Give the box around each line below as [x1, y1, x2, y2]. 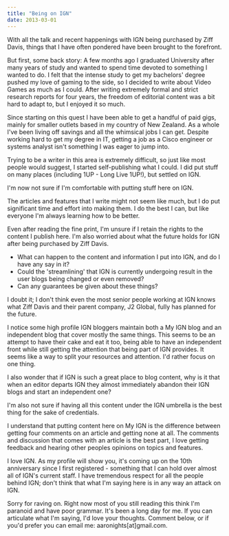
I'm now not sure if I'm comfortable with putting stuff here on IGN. [7, 183, 194, 192]
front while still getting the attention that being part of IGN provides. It [7, 345, 204, 353]
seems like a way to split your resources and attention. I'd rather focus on [7, 352, 215, 361]
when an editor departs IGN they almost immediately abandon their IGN [7, 380, 210, 388]
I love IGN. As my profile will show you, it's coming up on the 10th [7, 456, 193, 465]
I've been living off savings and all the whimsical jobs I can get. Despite [7, 128, 210, 136]
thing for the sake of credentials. [7, 408, 100, 416]
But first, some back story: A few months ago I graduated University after [7, 56, 215, 64]
